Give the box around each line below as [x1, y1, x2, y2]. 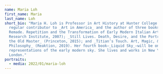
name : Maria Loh [4, 7, 37, 12]
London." [9, 52, 27, 57]
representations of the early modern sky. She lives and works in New [9, 48, 155, 53]
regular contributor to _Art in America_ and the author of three [9, 25, 146, 30]
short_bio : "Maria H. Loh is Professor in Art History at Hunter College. [4, 20, 160, 26]
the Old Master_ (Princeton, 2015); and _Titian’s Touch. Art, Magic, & [9, 39, 160, 44]
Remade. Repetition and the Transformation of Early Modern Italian [9, 30, 151, 35]
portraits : [4, 57, 27, 62]
